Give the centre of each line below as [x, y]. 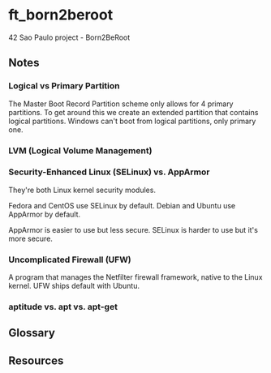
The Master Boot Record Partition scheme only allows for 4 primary [121, 104]
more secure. [30, 238]
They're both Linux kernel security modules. [82, 190]
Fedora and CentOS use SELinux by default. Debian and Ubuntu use [122, 205]
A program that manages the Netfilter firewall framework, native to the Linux [135, 277]
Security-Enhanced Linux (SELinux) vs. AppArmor [109, 172]
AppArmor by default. [45, 214]
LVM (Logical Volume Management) [80, 150]
